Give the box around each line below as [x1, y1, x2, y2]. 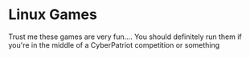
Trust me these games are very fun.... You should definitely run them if [8, 32, 243, 41]
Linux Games [8, 6, 98, 24]
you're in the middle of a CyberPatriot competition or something [8, 40, 220, 49]
